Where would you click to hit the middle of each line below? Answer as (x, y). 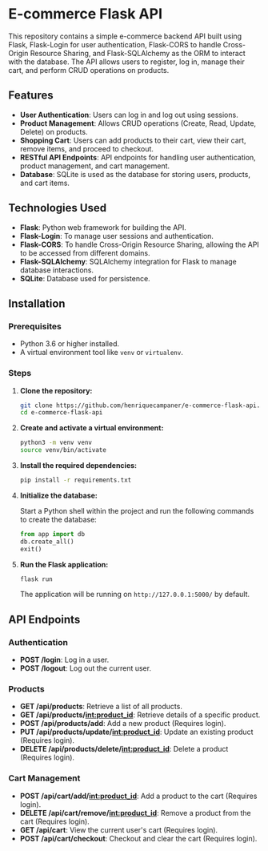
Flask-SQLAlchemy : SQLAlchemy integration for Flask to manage (128, 261)
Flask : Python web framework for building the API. (103, 227)
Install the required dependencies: (78, 466)
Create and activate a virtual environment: (92, 428)
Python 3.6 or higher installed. (70, 344)
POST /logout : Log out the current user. (86, 668)
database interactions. (57, 270)
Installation (37, 303)
